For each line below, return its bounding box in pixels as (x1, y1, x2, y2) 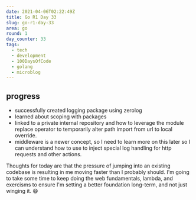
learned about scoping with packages (14, 113, 107, 120)
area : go (6, 25, 28, 31)
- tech (11, 47, 28, 53)
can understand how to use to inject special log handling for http (14, 144, 172, 151)
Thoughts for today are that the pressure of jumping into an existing (6, 162, 171, 169)
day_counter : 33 (6, 36, 46, 42)
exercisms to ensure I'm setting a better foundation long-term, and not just (6, 181, 188, 188)
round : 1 (6, 31, 28, 37)
